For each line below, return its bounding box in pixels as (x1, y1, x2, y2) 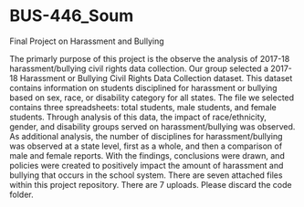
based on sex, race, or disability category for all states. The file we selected (9, 92, 295, 103)
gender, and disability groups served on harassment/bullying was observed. (9, 120, 296, 132)
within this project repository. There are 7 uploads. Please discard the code (9, 179, 292, 190)
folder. (9, 189, 34, 200)
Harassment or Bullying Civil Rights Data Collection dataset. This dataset (19, 72, 293, 83)
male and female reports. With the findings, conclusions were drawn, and (9, 150, 285, 160)
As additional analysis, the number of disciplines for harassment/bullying (9, 130, 283, 141)
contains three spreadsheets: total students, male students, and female (9, 101, 277, 112)
